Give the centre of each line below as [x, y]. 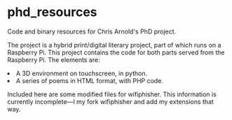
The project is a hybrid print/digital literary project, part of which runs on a [114, 45]
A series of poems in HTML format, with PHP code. [90, 80]
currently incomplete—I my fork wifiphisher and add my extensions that [110, 101]
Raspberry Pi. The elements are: [54, 59]
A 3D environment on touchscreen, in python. [82, 73]
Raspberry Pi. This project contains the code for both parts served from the [116, 52]
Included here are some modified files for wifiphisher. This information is [112, 94]
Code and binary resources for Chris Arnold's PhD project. [92, 31]
